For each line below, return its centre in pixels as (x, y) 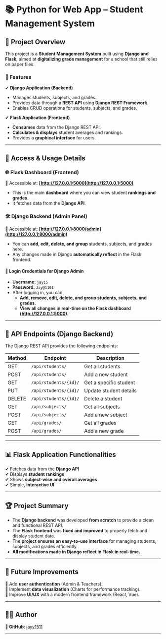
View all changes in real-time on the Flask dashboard (75, 309)
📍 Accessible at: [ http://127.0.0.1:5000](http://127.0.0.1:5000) (69, 183)
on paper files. (20, 64)
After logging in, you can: (38, 293)
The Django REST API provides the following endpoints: (62, 346)
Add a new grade (104, 431)
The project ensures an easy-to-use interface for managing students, (84, 541)
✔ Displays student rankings (35, 474)
